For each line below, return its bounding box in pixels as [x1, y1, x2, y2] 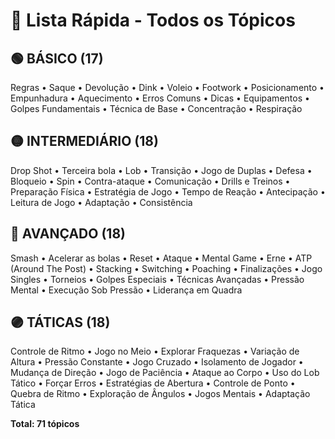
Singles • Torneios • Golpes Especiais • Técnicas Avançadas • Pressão [10, 273, 305, 285]
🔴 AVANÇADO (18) [10, 225, 126, 243]
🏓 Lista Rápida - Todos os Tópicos [10, 9, 296, 32]
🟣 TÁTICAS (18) [10, 314, 111, 331]
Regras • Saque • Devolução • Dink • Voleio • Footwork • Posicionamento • [10, 82, 325, 93]
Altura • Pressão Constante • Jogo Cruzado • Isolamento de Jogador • [10, 356, 304, 368]
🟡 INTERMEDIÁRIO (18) [10, 133, 159, 150]
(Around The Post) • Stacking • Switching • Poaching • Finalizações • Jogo [10, 262, 323, 274]
